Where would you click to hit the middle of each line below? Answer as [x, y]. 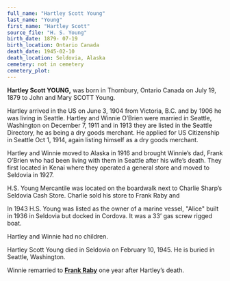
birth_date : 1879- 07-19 [42, 39]
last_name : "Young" [35, 20]
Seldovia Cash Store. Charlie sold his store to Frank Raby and [93, 195]
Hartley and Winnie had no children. [57, 236]
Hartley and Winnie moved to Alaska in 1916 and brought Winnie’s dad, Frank [115, 153]
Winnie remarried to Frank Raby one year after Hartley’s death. [96, 270]
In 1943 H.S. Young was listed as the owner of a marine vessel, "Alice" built [113, 209]
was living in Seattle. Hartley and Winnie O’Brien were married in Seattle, [110, 118]
